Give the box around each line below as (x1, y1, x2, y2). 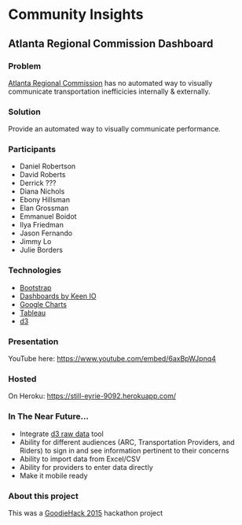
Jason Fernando (19, 228, 73, 238)
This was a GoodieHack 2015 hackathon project (8, 508, 163, 517)
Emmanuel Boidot (19, 212, 77, 221)
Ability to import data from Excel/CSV (19, 454, 141, 464)
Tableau (19, 308, 46, 317)
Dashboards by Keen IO (19, 291, 97, 301)
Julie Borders (19, 246, 63, 255)
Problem (8, 61, 42, 72)
